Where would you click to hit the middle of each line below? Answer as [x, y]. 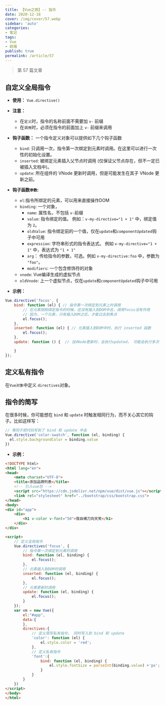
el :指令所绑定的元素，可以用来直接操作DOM [64, 200]
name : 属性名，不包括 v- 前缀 [55, 213]
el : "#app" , [34, 615]
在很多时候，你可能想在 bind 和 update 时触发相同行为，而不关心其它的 [77, 415]
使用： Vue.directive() [36, 100]
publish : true [20, 51]
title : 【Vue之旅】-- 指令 [31, 10]
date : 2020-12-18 [23, 14]
